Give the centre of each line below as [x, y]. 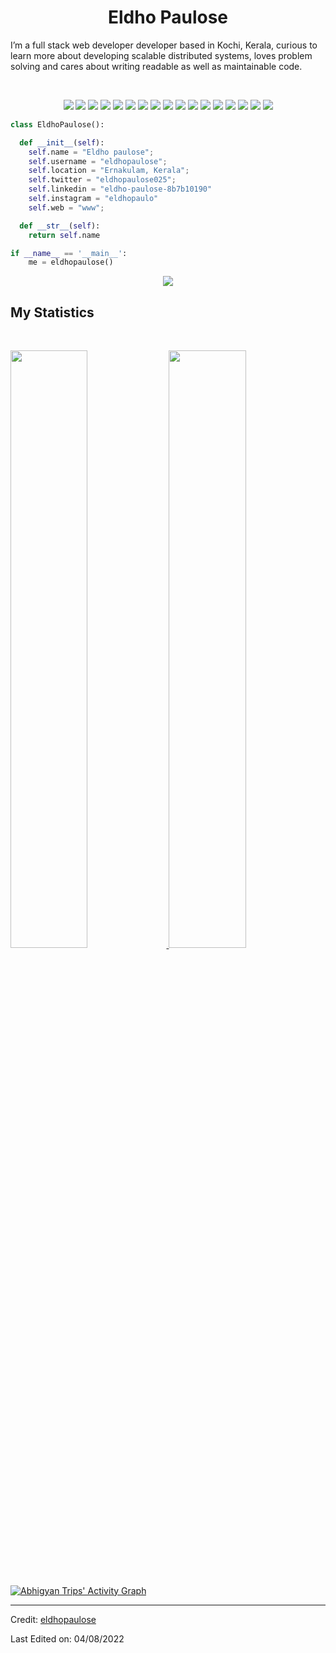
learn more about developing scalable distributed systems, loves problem [161, 55]
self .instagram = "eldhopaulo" [93, 199]
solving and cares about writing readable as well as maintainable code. [156, 66]
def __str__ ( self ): [60, 226]
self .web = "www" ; [66, 207]
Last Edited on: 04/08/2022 [67, 1638]
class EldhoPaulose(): [57, 124]
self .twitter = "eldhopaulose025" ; [102, 180]
